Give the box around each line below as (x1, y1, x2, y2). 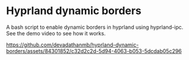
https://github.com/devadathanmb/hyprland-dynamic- (6, 41, 139, 48)
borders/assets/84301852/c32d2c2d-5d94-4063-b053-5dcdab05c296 (6, 47, 182, 54)
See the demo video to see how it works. (6, 29, 106, 36)
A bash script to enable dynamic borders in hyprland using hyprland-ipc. (6, 24, 184, 31)
